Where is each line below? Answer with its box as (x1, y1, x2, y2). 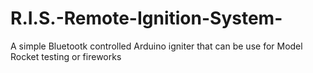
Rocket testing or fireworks (10, 50, 122, 62)
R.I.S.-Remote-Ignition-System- (10, 7, 283, 30)
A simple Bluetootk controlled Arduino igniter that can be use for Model (10, 40, 303, 52)
